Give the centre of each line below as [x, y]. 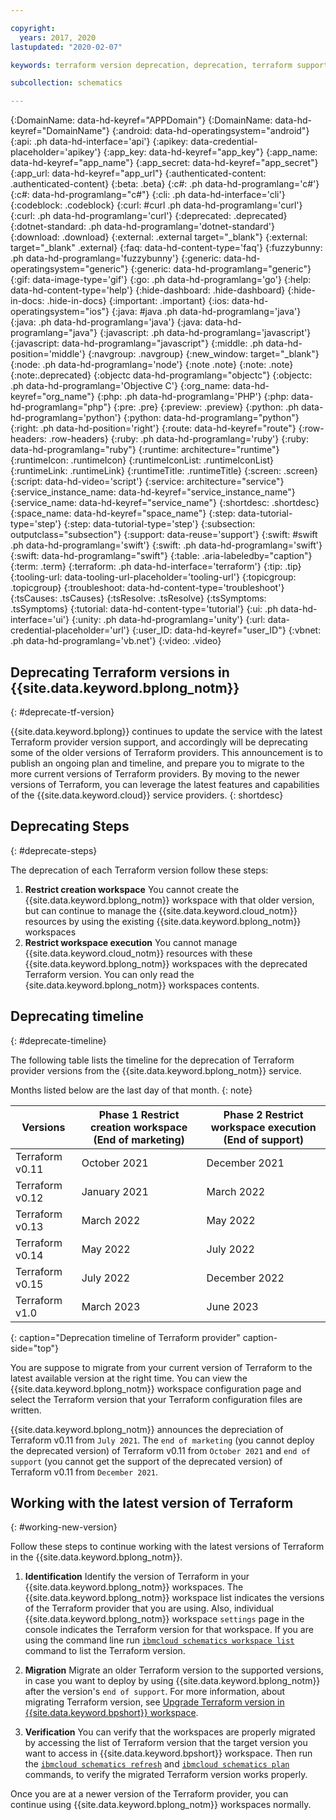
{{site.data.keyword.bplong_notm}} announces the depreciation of [147, 1429]
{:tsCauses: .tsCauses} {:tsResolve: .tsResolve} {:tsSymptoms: [138, 598]
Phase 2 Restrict [263, 1114]
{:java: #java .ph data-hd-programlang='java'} [206, 312]
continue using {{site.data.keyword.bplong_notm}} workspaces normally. [161, 1805]
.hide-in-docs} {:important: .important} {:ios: [138, 301]
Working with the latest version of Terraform [152, 1502]
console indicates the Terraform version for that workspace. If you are [169, 1630]
